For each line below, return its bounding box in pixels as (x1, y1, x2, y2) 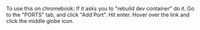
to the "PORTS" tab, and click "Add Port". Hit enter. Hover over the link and (6, 11, 190, 18)
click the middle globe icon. (6, 18, 74, 24)
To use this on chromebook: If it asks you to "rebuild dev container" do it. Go (6, 5, 195, 12)
